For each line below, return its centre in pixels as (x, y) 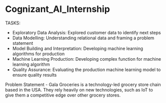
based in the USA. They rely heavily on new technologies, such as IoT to (79, 90)
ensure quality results (35, 75)
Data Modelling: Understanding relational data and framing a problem (83, 38)
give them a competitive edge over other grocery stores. (63, 95)
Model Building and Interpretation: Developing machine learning (78, 48)
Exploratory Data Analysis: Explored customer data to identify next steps (86, 32)
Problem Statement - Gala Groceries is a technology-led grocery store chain (83, 84)
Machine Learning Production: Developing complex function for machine (87, 59)
